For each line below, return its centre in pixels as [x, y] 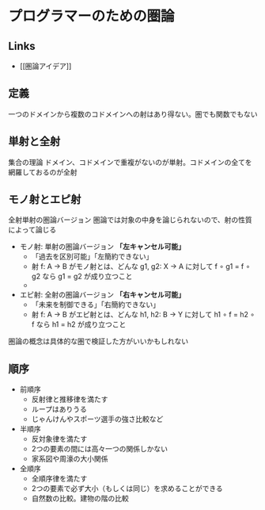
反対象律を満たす [59, 439]
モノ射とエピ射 [45, 199]
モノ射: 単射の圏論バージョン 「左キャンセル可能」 [102, 247]
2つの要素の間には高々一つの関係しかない [100, 449]
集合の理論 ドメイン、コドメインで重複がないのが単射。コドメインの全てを [130, 162]
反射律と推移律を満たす [70, 399]
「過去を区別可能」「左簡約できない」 [92, 257]
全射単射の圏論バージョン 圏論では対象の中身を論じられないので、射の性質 [131, 220]
